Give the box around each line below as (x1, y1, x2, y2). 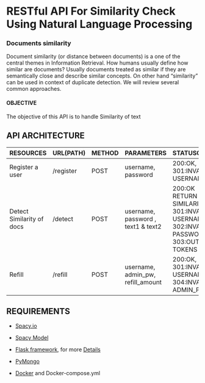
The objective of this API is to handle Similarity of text (6, 113, 141, 120)
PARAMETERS (124, 148, 167, 157)
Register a (9, 163, 38, 171)
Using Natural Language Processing (6, 17, 193, 31)
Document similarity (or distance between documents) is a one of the (6, 53, 181, 60)
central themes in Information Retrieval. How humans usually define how (6, 59, 189, 66)
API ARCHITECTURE (6, 131, 85, 141)
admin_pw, (124, 270, 156, 279)
